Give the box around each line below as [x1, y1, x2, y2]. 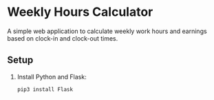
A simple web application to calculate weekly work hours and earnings [7, 27, 208, 35]
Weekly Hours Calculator [7, 4, 153, 20]
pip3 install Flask [17, 86, 74, 93]
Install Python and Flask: [17, 72, 87, 81]
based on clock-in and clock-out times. [7, 34, 118, 42]
